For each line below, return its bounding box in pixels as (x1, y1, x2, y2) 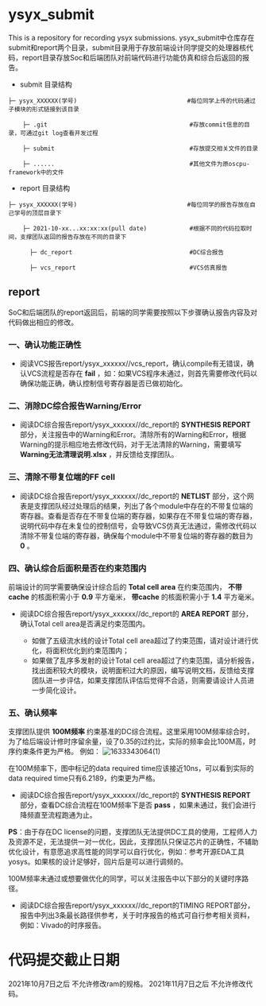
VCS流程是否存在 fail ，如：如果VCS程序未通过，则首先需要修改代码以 (26, 369, 258, 378)
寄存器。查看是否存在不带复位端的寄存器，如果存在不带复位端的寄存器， (19, 511, 256, 520)
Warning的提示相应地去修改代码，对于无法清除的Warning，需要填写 (19, 439, 242, 450)
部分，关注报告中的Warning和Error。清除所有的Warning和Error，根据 (19, 430, 246, 439)
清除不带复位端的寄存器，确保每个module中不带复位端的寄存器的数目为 (19, 531, 253, 540)
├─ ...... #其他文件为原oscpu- (22, 160, 250, 168)
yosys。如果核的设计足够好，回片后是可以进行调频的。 (8, 857, 188, 867)
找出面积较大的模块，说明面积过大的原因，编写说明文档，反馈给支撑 (31, 665, 255, 675)
